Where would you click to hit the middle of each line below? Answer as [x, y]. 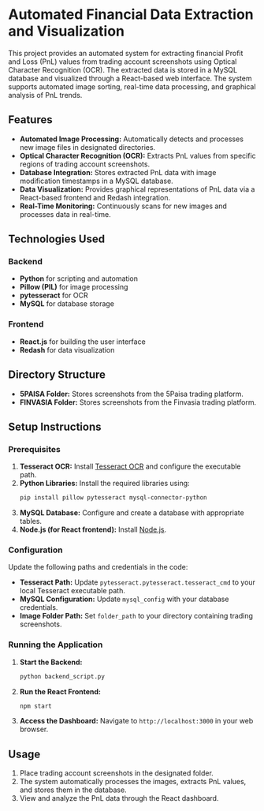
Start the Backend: [51, 662]
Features [30, 120]
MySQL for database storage [67, 304]
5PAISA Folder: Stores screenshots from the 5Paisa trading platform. [132, 394]
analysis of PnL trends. [45, 95]
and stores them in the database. [73, 790]
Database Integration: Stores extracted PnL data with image [118, 172]
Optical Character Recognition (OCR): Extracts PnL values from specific [138, 155]
